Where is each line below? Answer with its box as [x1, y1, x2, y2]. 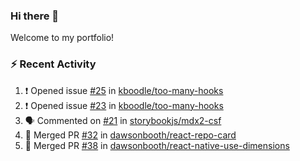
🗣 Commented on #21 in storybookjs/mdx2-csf [24, 114, 222, 126]
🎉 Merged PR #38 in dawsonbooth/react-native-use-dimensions [24, 139, 290, 151]
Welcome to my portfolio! [10, 32, 115, 44]
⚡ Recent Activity [10, 57, 97, 71]
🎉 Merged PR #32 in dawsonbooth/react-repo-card [24, 129, 237, 141]
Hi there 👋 [10, 9, 60, 23]
